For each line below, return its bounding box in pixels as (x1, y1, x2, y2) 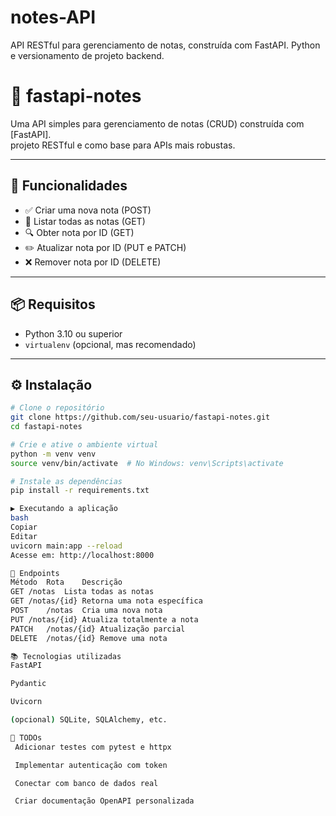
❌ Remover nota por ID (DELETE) (24, 256, 162, 268)
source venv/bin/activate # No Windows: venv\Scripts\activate (10, 458, 284, 468)
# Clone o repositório (10, 403, 105, 413)
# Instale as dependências (10, 476, 123, 486)
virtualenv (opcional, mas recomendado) (24, 338, 197, 350)
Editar (10, 531, 38, 541)
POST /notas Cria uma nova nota (10, 606, 163, 616)
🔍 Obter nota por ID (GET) (24, 226, 135, 238)
